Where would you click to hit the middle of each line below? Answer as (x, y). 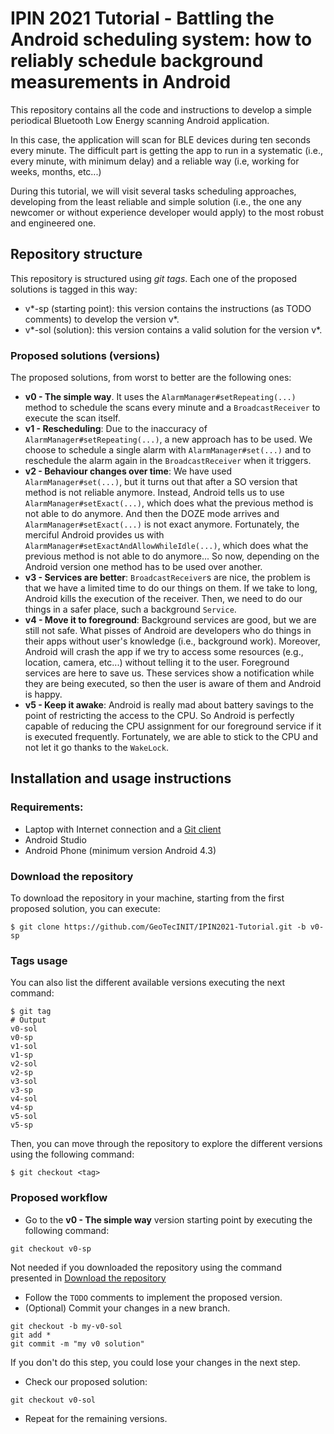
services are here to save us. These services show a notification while (169, 673)
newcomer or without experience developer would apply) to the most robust (167, 212)
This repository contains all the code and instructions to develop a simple (161, 109)
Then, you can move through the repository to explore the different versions (166, 1144)
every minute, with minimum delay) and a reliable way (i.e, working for (155, 161)
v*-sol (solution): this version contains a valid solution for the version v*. (173, 329)
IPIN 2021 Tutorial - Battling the (142, 18)
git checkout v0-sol (53, 1400)
